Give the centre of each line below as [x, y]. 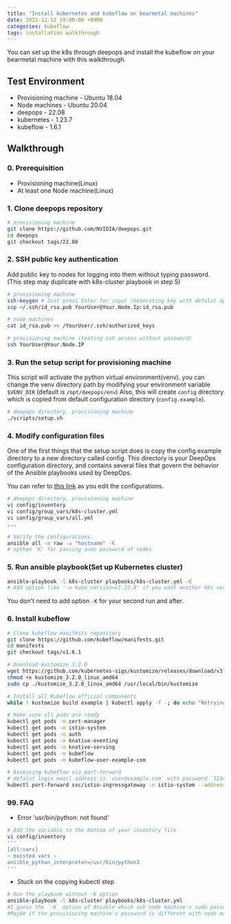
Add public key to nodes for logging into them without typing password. [109, 274]
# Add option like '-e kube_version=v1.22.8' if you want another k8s [110, 588]
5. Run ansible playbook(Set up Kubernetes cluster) [95, 567]
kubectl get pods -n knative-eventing [63, 740]
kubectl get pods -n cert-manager [57, 722]
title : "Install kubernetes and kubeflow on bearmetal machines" [102, 13]
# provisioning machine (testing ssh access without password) [100, 339]
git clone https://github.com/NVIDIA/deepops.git [80, 229]
